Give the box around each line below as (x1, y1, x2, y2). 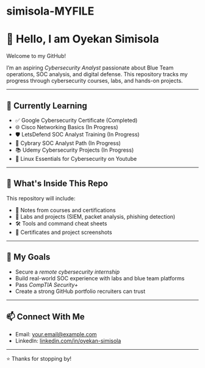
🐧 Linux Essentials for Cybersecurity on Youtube (15, 155, 137, 162)
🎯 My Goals (6, 252, 51, 263)
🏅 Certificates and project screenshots (15, 228, 112, 236)
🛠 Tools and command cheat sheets (15, 219, 107, 227)
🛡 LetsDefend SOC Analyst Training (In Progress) (15, 130, 140, 138)
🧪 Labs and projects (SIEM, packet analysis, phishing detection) (15, 213, 176, 220)
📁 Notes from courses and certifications (15, 206, 116, 214)
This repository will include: (6, 194, 76, 202)
